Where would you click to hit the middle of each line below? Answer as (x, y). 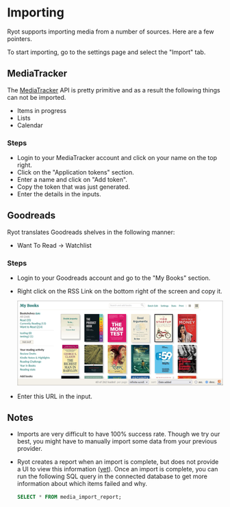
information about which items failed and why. (82, 484)
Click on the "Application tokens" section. (76, 172)
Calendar (30, 125)
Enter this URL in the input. (54, 396)
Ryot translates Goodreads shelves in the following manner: (91, 232)
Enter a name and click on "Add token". (72, 180)
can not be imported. (37, 97)
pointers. (20, 38)
